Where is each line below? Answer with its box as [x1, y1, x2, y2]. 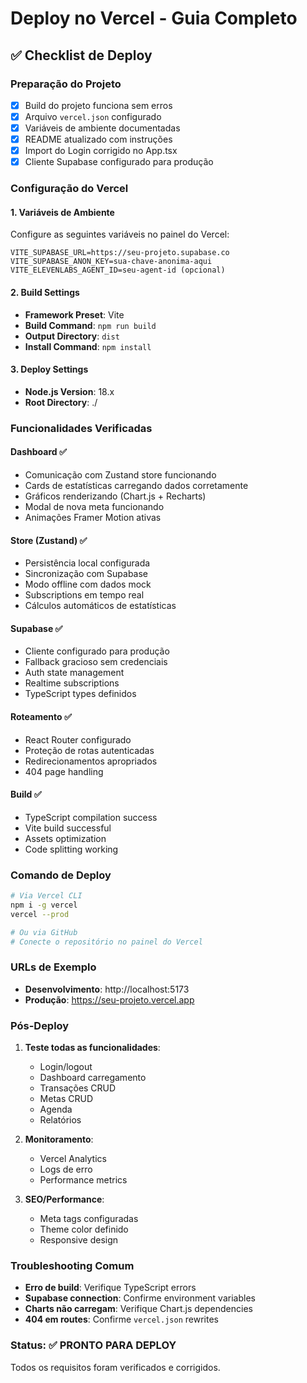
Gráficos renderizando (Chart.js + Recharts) [24, 490, 207, 502]
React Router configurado [24, 733, 132, 746]
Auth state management [24, 667, 125, 679]
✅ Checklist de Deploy [10, 47, 153, 64]
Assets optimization [24, 832, 107, 844]
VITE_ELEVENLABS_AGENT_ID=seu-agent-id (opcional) [10, 265, 226, 276]
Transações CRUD [39, 1082, 117, 1094]
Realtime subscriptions [24, 677, 120, 689]
